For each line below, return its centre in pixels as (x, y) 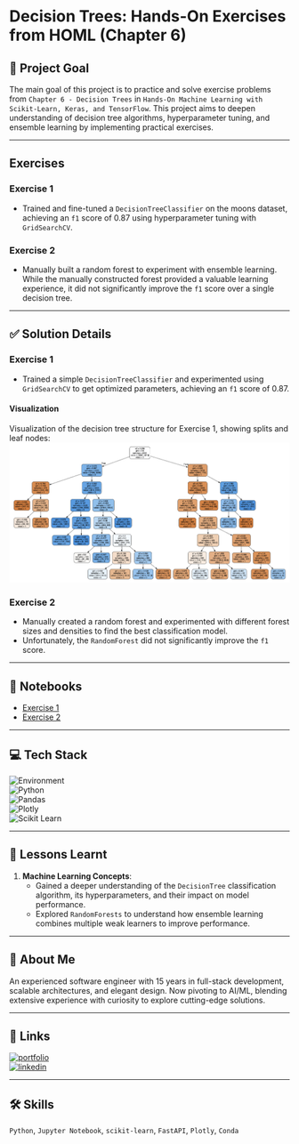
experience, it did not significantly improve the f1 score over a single (148, 288)
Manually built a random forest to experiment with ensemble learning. (149, 270)
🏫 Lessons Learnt (58, 854)
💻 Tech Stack (48, 755)
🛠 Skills (32, 1104)
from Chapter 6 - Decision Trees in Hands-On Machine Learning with (136, 99)
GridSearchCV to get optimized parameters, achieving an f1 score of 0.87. (156, 388)
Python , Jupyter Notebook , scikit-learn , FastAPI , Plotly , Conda (124, 1131)
